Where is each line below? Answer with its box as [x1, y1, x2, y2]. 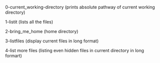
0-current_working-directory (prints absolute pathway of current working [5, 4, 155, 10]
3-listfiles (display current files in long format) [5, 38, 99, 44]
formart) [5, 53, 22, 59]
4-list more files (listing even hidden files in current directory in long [5, 48, 144, 53]
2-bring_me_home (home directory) [5, 29, 79, 34]
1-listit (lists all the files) [5, 19, 53, 25]
